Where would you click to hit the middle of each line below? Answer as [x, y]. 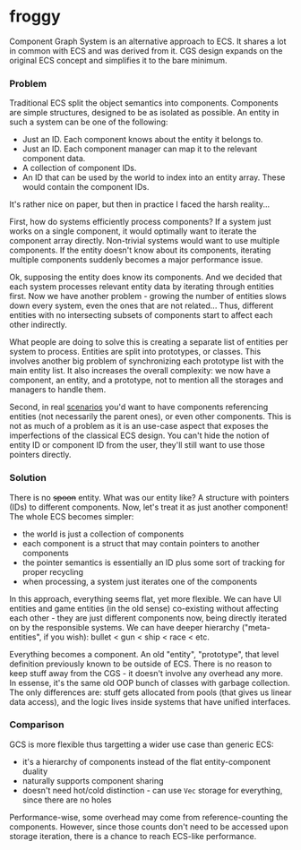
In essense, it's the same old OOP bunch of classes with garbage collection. [150, 683]
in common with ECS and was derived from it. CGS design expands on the [146, 50]
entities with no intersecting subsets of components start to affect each [141, 315]
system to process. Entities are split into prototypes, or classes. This [135, 352]
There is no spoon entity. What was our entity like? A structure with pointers [149, 497]
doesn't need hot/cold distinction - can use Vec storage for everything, [152, 790]
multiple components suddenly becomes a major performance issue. [136, 260]
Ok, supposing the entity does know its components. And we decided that [146, 277]
